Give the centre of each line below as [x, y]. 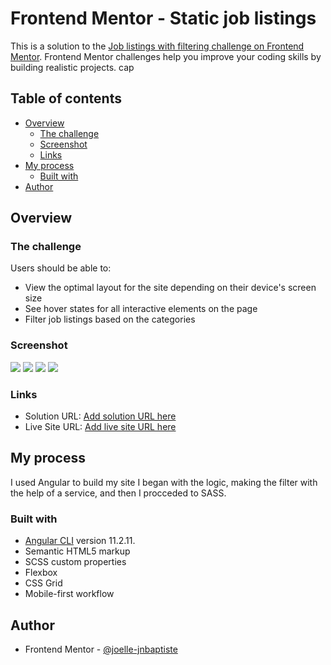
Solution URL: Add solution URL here [100, 416]
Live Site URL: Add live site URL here [100, 427]
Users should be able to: [61, 268]
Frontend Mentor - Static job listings [163, 18]
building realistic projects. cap [72, 67]
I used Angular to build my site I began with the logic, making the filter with [164, 482]
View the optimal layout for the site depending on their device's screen [170, 288]
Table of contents [66, 98]
